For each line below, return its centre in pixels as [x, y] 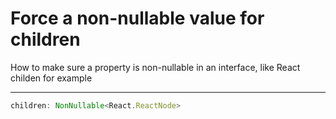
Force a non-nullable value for [137, 18]
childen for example [51, 78]
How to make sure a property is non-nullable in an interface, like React [155, 67]
